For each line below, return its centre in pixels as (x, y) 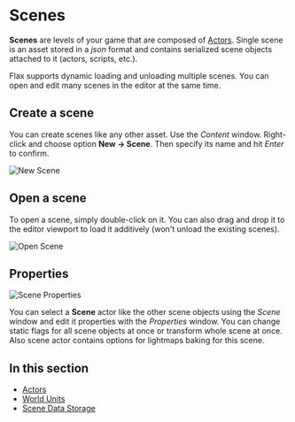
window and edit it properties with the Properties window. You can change (145, 322)
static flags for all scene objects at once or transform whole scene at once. (146, 331)
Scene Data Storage (58, 409)
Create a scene (52, 113)
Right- (275, 134)
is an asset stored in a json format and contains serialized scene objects (141, 49)
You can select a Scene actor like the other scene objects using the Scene (145, 312)
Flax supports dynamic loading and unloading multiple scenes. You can (139, 75)
